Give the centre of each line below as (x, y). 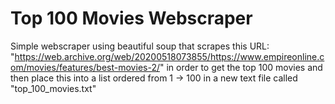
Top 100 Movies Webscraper (131, 18)
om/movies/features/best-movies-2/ (85, 67)
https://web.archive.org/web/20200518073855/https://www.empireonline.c (169, 56)
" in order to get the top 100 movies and (241, 67)
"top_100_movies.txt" (53, 88)
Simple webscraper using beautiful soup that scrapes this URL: (140, 46)
